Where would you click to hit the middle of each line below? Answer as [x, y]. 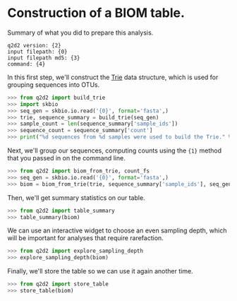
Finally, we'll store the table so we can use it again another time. [100, 271]
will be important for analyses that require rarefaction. [85, 238]
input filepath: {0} [38, 52]
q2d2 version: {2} [34, 45]
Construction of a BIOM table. [96, 13]
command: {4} [26, 64]
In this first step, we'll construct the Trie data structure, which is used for [113, 77]
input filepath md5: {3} [44, 58]
